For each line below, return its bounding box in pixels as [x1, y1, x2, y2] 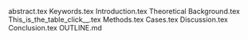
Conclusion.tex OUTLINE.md [8, 23, 102, 32]
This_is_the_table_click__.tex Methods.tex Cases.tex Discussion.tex [8, 15, 229, 24]
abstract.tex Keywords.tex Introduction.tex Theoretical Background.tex [8, 7, 241, 16]
